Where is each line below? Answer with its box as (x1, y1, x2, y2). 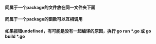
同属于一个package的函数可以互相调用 (5, 16, 83, 22)
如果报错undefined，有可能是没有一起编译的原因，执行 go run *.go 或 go (5, 28, 152, 33)
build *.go (5, 33, 25, 39)
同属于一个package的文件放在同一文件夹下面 (5, 4, 96, 10)
